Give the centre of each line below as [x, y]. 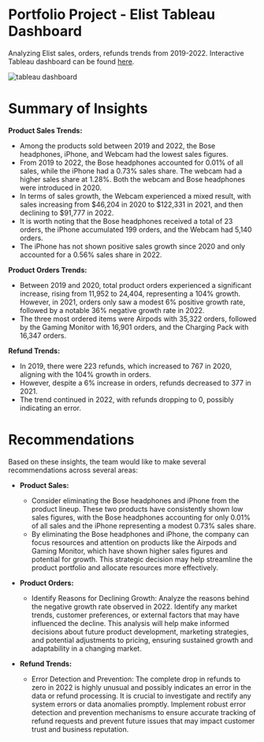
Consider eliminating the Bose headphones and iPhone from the [135, 500]
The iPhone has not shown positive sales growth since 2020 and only [132, 246]
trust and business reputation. [80, 729]
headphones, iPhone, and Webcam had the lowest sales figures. [124, 154]
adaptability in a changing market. [86, 648]
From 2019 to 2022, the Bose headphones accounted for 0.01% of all [131, 162]
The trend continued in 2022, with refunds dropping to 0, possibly [126, 399]
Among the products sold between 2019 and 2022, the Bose [117, 145]
